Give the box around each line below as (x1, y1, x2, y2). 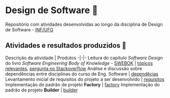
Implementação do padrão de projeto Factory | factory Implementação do (5, 81, 160, 87)
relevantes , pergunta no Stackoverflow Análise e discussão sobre (5, 65, 143, 71)
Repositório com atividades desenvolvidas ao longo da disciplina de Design (5, 21, 163, 27)
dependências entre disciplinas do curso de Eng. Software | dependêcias (5, 71, 159, 77)
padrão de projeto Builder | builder (5, 87, 78, 93)
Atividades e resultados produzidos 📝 (5, 41, 127, 50)
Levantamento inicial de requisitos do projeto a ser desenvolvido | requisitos (5, 76, 165, 82)
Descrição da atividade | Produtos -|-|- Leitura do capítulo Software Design (5, 55, 163, 61)
